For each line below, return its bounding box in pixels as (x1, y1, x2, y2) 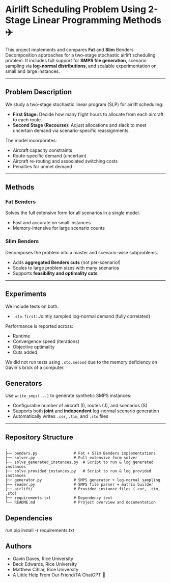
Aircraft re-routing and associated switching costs (12, 158, 118, 164)
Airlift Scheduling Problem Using (5, 4, 147, 15)
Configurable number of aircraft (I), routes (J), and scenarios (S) (12, 403, 148, 409)
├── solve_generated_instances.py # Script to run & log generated (5, 460, 154, 465)
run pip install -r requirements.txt (5, 527, 75, 533)
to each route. (12, 116, 42, 123)
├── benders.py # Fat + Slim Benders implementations (5, 451, 156, 456)
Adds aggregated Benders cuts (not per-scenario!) (12, 259, 121, 266)
